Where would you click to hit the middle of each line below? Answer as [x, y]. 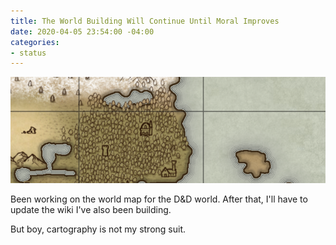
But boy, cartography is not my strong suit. [98, 229]
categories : [35, 42]
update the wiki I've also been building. [91, 210]
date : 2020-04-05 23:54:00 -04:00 [82, 31]
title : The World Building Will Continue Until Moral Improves [145, 21]
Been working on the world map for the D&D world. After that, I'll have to [159, 199]
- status [28, 53]
